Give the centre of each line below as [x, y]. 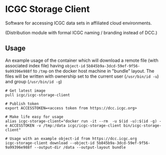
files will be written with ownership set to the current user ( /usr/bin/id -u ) [82, 76]
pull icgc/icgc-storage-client [38, 95]
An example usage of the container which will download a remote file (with [82, 60]
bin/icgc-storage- [143, 126]
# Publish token [22, 104]
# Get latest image [25, 91]
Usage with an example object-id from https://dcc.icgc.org [73, 139]
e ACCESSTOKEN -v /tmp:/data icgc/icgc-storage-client [63, 126]
